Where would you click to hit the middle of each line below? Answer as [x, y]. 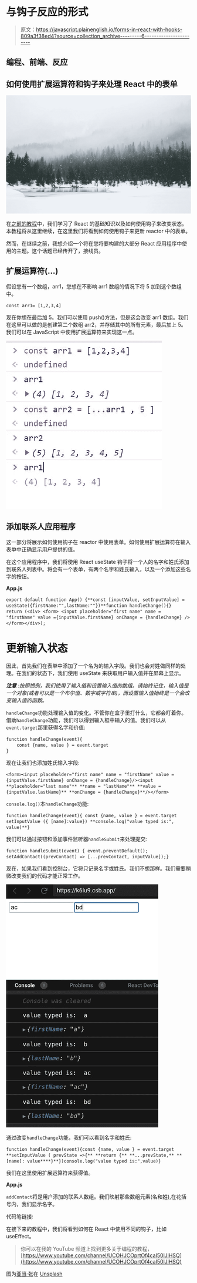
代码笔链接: [20, 1216]
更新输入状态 [37, 648]
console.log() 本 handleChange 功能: [47, 804]
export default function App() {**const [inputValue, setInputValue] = [95, 600]
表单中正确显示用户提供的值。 [42, 549]
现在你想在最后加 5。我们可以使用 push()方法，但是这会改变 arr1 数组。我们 [97, 317]
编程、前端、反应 [37, 62]
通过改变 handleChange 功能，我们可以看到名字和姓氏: [69, 1137]
